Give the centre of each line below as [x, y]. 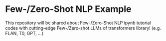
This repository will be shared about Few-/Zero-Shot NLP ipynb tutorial [78, 23]
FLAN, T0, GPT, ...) [24, 33]
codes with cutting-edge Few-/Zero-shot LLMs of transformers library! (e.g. [83, 28]
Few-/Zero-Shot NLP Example [68, 9]
